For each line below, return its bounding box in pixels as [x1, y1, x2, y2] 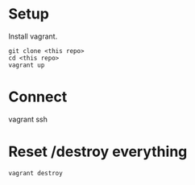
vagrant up [8, 61, 45, 69]
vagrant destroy [8, 169, 63, 177]
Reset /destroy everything [8, 142, 188, 161]
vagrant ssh [8, 114, 48, 124]
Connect [8, 88, 68, 106]
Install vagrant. [8, 31, 58, 41]
